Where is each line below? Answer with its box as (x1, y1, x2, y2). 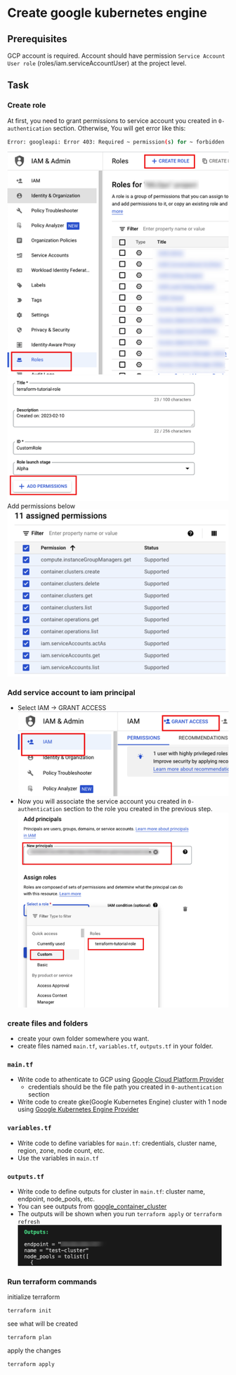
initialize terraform (7, 1293, 60, 1301)
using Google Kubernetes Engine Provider (17, 1105, 139, 1113)
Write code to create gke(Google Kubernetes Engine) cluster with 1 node (17, 1098, 227, 1106)
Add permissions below (7, 502, 76, 510)
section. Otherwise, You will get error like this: (53, 124, 186, 132)
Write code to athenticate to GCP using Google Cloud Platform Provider (17, 1076, 224, 1084)
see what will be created (7, 1319, 79, 1328)
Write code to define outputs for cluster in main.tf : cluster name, (17, 1187, 206, 1196)
